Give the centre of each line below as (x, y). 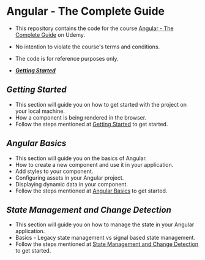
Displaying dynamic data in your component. (72, 184)
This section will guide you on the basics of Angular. (81, 158)
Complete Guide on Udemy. (50, 34)
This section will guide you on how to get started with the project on (101, 104)
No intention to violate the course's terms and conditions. (88, 47)
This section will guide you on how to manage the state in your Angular (105, 224)
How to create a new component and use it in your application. (94, 164)
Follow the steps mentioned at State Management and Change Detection (107, 244)
